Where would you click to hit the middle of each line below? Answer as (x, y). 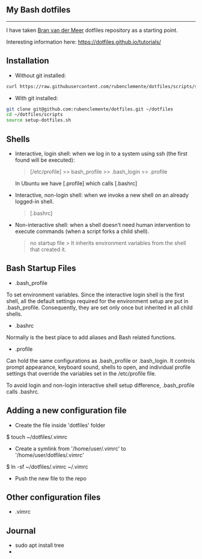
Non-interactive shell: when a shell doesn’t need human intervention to (103, 225)
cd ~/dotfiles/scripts (35, 115)
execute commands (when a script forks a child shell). (82, 231)
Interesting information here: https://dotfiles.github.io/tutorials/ (84, 42)
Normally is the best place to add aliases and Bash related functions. (91, 337)
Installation (28, 61)
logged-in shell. (34, 201)
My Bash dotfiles (38, 10)
